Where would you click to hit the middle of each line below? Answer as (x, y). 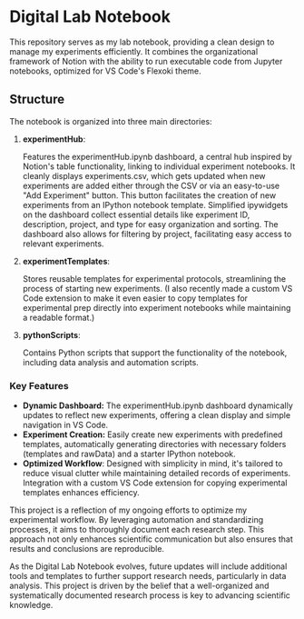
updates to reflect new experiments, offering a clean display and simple (157, 415)
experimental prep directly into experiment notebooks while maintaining (157, 307)
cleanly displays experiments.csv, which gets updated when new (144, 175)
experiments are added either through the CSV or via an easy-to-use (151, 185)
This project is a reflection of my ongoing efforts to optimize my (128, 510)
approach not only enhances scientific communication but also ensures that (151, 539)
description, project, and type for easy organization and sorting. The (150, 224)
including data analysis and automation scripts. (111, 362)
